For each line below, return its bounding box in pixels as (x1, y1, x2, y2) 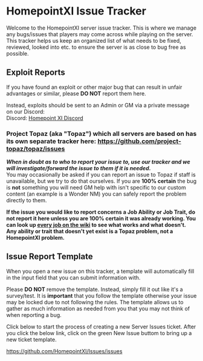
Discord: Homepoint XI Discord (6, 114, 83, 121)
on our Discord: (6, 107, 45, 115)
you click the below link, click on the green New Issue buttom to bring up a (6, 329, 192, 336)
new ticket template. (6, 336, 57, 343)
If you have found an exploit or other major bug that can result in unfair (6, 83, 182, 91)
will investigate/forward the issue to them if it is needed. (6, 165, 151, 172)
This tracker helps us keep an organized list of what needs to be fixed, (6, 37, 181, 44)
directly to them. (6, 197, 47, 204)
